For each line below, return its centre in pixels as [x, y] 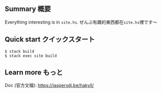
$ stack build [20, 51]
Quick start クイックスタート [50, 39]
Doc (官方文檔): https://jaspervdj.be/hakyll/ [49, 85]
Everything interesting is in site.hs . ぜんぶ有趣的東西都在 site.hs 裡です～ [81, 22]
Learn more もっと [34, 73]
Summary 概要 [28, 9]
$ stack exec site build [31, 56]
